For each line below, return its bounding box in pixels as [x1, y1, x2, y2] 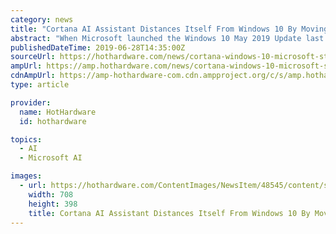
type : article [10, 80, 70, 90]
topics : [10, 134, 43, 145]
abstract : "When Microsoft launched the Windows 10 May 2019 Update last [10, 33, 325, 43]
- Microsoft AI [19, 153, 83, 163]
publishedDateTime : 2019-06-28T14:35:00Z [10, 42, 186, 53]
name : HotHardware [19, 107, 97, 117]
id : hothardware [19, 116, 87, 126]
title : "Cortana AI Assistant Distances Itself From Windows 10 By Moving [10, 24, 329, 34]
